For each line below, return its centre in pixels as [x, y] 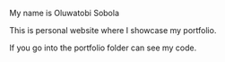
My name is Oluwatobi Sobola [64, 13]
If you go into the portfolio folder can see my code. [103, 48]
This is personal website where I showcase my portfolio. [113, 30]
